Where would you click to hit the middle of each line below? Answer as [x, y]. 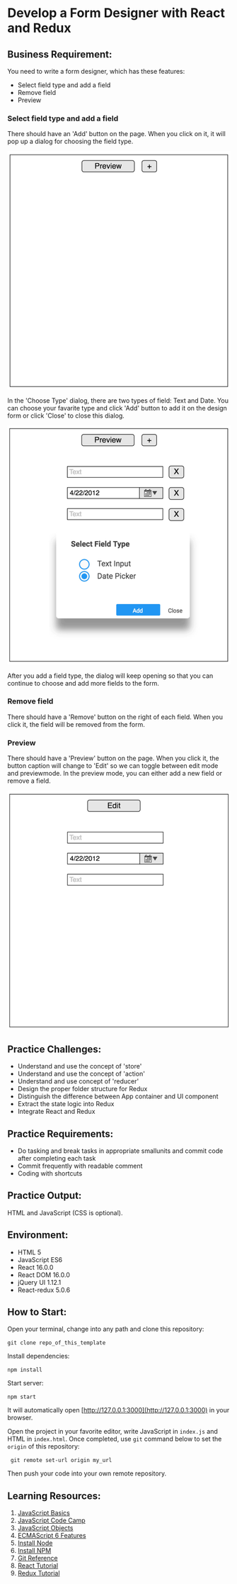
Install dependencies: [39, 1356]
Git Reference [37, 1558]
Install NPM [34, 1551]
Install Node [35, 1543]
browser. [20, 1418]
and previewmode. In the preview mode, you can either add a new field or [115, 774]
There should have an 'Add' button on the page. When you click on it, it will [117, 134]
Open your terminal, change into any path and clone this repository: [106, 1329]
